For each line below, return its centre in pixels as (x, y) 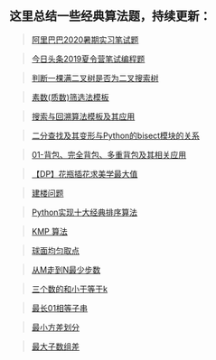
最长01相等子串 (60, 308)
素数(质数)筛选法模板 (70, 97)
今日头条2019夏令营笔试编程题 (88, 59)
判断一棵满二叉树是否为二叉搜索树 (95, 78)
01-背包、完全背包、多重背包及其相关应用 (109, 154)
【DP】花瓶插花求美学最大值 (85, 173)
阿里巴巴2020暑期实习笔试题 (85, 40)
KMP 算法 (49, 231)
